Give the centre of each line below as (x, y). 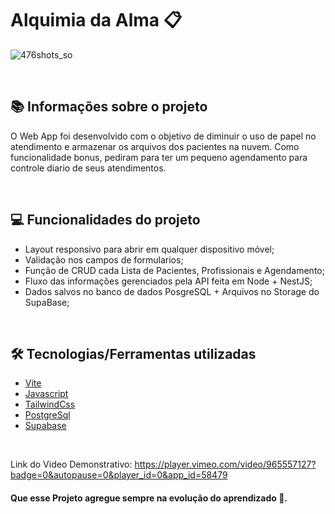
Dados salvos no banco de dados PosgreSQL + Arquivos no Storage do (172, 291)
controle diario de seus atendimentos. (88, 168)
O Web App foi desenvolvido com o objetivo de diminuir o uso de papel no (163, 136)
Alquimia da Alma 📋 (96, 20)
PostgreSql (47, 415)
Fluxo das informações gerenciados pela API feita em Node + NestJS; (168, 281)
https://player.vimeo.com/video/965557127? (225, 464)
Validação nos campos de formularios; (104, 259)
